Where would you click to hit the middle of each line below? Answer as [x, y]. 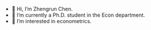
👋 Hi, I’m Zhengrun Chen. [42, 9]
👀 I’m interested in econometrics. [52, 21]
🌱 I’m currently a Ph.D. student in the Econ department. [78, 15]
